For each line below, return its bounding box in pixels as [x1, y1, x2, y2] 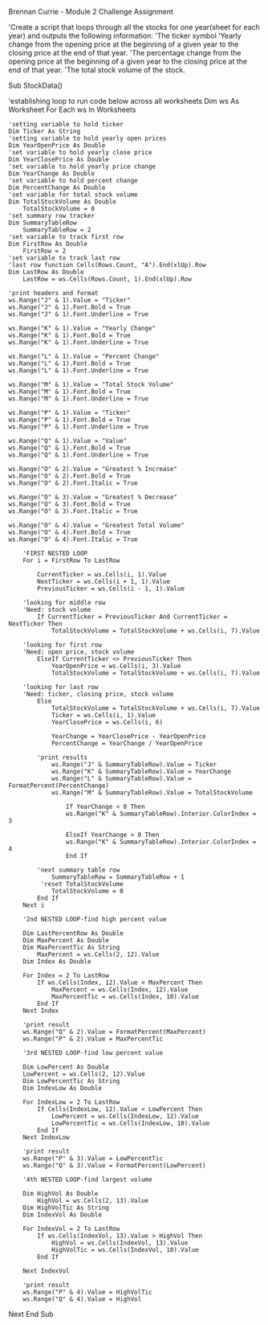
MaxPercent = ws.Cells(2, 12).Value [37, 950, 160, 958]
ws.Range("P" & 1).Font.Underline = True [8, 423, 149, 431]
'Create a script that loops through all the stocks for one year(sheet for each [8, 23, 261, 31]
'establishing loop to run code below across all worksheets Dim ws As [8, 96, 239, 105]
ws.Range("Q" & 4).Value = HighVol [22, 1295, 142, 1303]
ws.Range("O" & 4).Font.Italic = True [8, 535, 138, 544]
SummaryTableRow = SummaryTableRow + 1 [51, 873, 185, 881]
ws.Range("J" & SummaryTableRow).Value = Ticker [51, 761, 217, 769]
